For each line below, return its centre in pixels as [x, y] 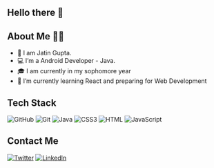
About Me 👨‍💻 [36, 36]
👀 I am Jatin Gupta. [44, 53]
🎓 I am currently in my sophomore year [74, 71]
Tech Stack [32, 103]
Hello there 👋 [36, 13]
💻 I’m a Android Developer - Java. [66, 61]
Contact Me [33, 141]
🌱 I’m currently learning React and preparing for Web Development [112, 81]
